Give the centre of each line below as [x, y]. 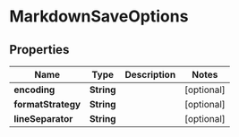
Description [150, 75]
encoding [34, 90]
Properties [39, 50]
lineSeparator [43, 119]
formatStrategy [47, 104]
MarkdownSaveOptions [99, 17]
